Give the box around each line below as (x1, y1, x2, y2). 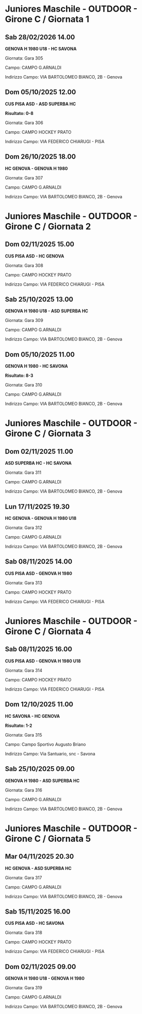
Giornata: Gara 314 (5, 667, 43, 673)
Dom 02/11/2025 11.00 (5, 447, 73, 455)
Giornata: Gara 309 (5, 318, 43, 323)
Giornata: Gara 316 (5, 787, 43, 793)
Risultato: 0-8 (5, 110, 34, 116)
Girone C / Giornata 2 (5, 221, 91, 232)
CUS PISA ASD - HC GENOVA (5, 253, 64, 259)
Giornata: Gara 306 (5, 120, 43, 126)
